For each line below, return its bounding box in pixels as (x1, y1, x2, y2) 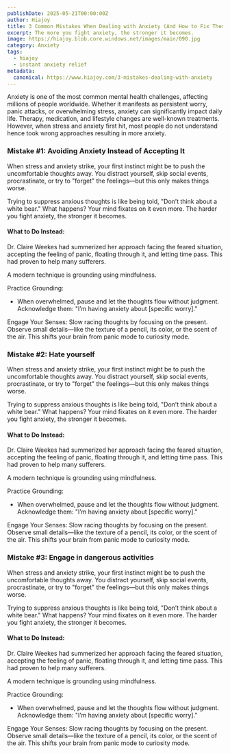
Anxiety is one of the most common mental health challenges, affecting (7, 93, 208, 101)
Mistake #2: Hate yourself (7, 350, 95, 359)
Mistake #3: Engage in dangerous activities (7, 553, 154, 562)
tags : (7, 49, 23, 56)
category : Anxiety (7, 42, 60, 49)
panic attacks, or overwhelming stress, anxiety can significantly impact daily (7, 107, 222, 115)
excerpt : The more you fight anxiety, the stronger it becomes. (7, 29, 194, 36)
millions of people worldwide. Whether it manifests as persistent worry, (7, 100, 208, 108)
